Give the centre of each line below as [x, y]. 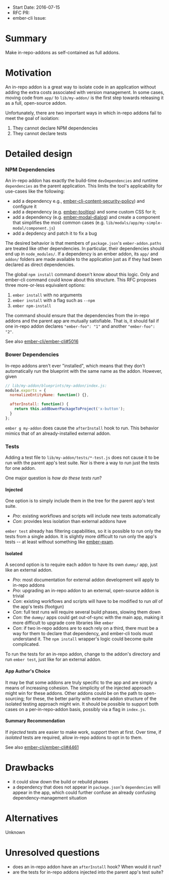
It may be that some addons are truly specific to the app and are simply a [81, 682]
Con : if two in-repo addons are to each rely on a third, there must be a [85, 628]
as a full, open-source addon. [36, 103]
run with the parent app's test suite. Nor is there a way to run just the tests [82, 463]
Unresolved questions [52, 852]
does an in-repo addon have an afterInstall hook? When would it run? [87, 866]
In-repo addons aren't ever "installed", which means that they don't [75, 366]
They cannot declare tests [40, 133]
